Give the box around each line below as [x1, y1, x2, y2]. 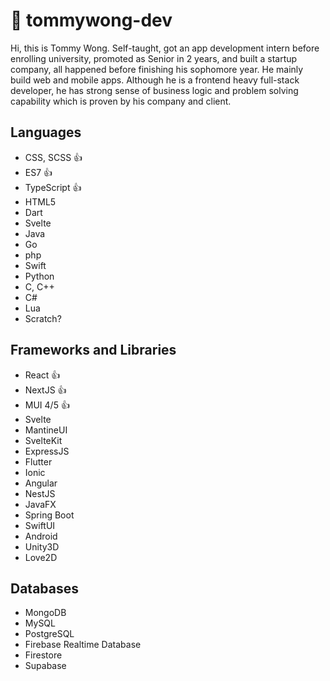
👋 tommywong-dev [10, 9, 173, 32]
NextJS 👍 [24, 384, 67, 396]
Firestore [24, 649, 63, 661]
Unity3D [24, 540, 60, 553]
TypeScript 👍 [24, 181, 82, 193]
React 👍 [24, 369, 61, 381]
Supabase [24, 660, 67, 672]
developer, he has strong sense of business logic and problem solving [10, 84, 299, 96]
